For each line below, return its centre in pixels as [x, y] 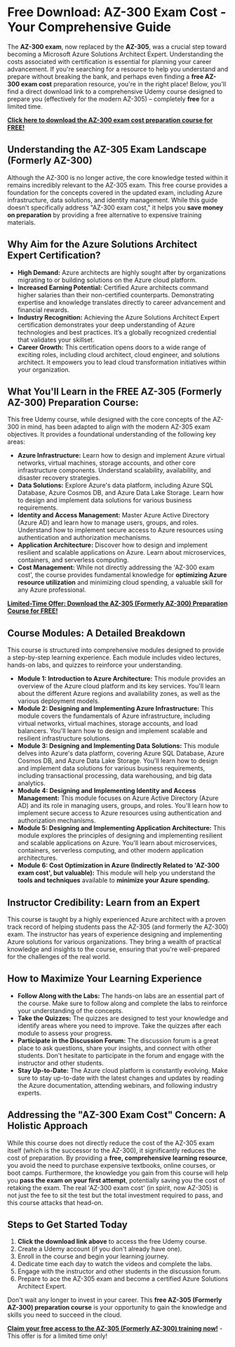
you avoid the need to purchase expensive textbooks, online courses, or [112, 1165]
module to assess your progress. [65, 1033]
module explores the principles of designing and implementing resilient [120, 836]
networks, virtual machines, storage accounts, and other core [107, 463]
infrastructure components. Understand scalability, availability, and [114, 470]
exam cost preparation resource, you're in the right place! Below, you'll [123, 84]
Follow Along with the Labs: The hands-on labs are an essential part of [121, 995]
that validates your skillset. [56, 340]
